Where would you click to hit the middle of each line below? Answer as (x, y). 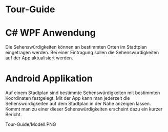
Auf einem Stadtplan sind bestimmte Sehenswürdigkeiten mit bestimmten (83, 93)
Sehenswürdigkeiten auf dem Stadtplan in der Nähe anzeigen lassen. (78, 104)
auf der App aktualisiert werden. (39, 58)
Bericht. (14, 115)
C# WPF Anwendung (50, 33)
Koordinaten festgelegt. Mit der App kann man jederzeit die (68, 98)
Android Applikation (49, 79)
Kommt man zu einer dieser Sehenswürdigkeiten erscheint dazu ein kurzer (84, 109)
